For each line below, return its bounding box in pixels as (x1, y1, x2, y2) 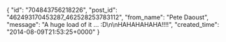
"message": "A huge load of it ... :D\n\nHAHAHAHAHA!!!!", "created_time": (6, 21, 220, 28)
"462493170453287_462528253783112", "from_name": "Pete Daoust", (6, 13, 209, 21)
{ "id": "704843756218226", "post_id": (6, 6, 118, 14)
